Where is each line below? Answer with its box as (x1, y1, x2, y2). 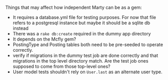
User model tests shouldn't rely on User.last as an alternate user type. (12, 69, 163, 75)
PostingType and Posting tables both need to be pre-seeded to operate (12, 42, 163, 48)
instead (12, 25, 29, 31)
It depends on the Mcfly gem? (12, 36, 76, 42)
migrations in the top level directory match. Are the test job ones (12, 58, 149, 64)
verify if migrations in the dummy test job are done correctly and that (12, 52, 158, 58)
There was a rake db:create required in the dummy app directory (12, 31, 151, 36)
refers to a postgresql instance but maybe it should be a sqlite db (12, 20, 150, 26)
